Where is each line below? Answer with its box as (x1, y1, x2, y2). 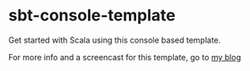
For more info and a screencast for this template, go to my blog (8, 51, 241, 62)
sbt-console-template (8, 5, 176, 26)
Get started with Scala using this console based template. (8, 35, 221, 45)
